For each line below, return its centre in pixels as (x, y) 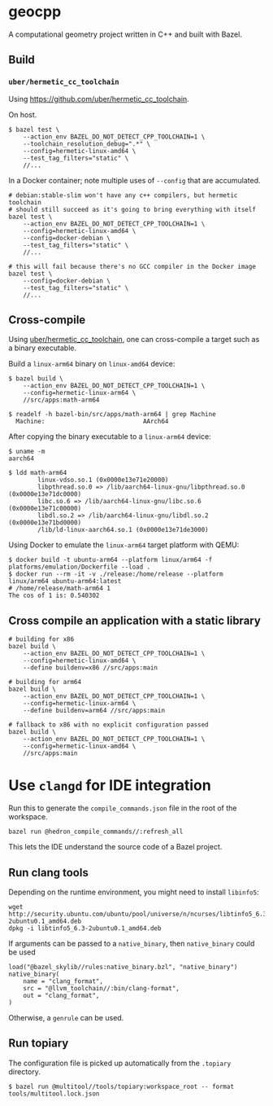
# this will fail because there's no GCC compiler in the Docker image (132, 266)
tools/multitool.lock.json (54, 1094)
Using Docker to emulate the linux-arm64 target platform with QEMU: (124, 545)
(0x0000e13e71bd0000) (45, 523)
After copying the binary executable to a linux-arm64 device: (110, 437)
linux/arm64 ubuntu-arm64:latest (65, 582)
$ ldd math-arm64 (38, 473)
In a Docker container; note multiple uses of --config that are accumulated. (135, 180)
